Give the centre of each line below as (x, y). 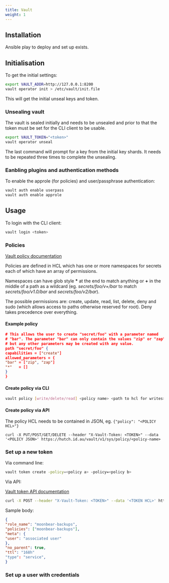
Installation (23, 35)
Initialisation (25, 63)
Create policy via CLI (27, 388)
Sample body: (20, 510)
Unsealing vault (25, 111)
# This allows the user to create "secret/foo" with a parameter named (82, 334)
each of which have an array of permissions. (51, 271)
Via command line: (24, 463)
